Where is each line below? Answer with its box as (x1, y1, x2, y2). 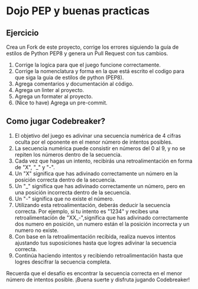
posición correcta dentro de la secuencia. (14, 176, 116, 183)
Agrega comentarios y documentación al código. (14, 80, 134, 87)
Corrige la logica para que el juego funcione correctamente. (14, 61, 161, 68)
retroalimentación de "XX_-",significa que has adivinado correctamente (14, 214, 189, 221)
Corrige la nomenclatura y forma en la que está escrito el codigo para (14, 68, 184, 75)
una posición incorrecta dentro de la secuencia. (14, 189, 131, 196)
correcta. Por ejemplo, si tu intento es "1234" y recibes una (14, 208, 159, 215)
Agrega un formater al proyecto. (14, 93, 93, 100)
